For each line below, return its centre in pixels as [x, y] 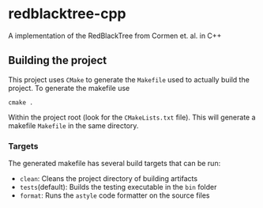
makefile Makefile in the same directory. [73, 125]
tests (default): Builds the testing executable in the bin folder [118, 187]
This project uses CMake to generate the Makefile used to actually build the [129, 79]
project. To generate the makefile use [69, 88]
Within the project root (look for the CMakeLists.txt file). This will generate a [132, 117]
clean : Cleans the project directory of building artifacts [109, 179]
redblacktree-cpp [67, 14]
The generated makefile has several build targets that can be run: [115, 164]
